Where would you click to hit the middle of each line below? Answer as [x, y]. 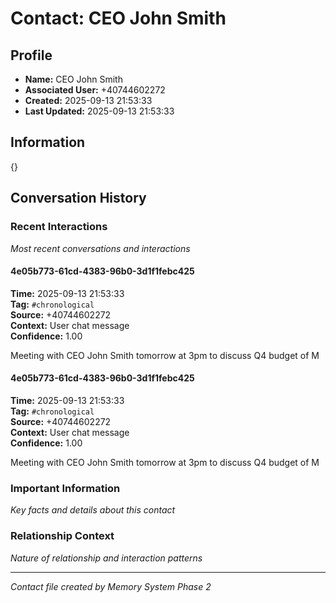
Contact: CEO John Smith [118, 18]
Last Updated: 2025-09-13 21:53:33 [99, 111]
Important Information [65, 488]
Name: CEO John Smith [73, 79]
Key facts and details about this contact [93, 510]
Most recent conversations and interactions [100, 248]
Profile [31, 55]
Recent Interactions [59, 227]
